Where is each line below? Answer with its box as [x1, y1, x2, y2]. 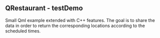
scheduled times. [5, 27, 41, 34]
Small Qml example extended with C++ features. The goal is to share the [5, 17, 155, 23]
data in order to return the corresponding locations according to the [5, 22, 145, 28]
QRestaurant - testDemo [5, 4, 83, 12]
